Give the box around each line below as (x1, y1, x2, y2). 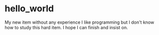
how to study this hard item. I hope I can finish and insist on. (4, 24, 128, 30)
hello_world (4, 3, 54, 14)
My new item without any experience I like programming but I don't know (4, 19, 155, 25)
